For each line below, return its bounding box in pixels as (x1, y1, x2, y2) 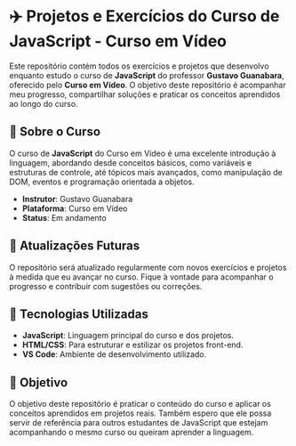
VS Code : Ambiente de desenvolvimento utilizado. (21, 349, 207, 360)
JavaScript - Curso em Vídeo (9, 31, 227, 52)
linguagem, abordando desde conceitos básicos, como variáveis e (9, 157, 252, 168)
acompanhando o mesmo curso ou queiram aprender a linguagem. (9, 427, 254, 438)
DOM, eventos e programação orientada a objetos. (9, 176, 195, 187)
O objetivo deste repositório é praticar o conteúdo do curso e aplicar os (9, 399, 271, 410)
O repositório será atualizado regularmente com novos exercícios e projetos (9, 262, 287, 272)
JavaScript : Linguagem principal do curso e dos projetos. (21, 330, 234, 341)
